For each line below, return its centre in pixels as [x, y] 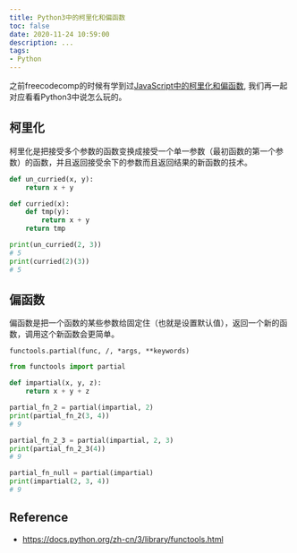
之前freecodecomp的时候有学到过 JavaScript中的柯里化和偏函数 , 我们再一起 [148, 85]
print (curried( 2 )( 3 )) [50, 261]
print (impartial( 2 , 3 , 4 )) [59, 481]
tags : [19, 51]
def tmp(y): [47, 212]
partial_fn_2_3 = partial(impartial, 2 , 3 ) [92, 440]
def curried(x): [39, 204]
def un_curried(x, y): [51, 179]
